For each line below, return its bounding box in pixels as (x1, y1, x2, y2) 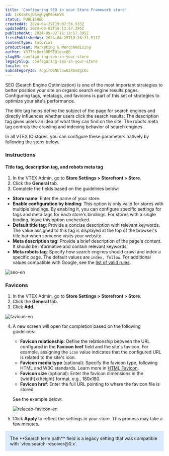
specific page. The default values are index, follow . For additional (12, 254, 151, 260)
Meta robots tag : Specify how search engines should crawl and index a (12, 249, 161, 255)
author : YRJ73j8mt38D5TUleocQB (5, 49, 71, 54)
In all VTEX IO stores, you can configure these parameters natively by (5, 134, 149, 139)
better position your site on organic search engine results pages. (5, 87, 139, 93)
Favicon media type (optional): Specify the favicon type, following (20, 360, 158, 366)
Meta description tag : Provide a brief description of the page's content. (12, 238, 162, 244)
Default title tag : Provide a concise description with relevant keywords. (12, 222, 160, 228)
